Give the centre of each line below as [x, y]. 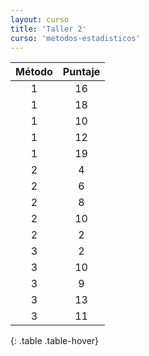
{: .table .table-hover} [55, 341]
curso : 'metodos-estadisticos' [75, 38]
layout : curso [40, 19]
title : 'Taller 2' [48, 29]
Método [34, 72]
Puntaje [81, 72]
